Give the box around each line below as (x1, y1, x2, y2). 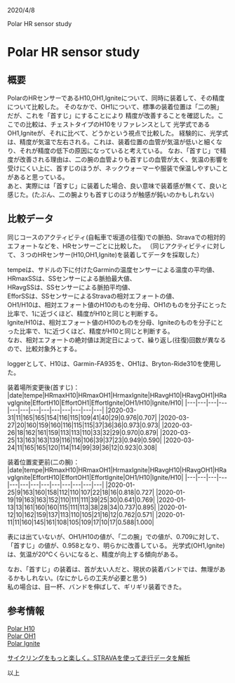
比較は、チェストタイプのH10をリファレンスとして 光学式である (25, 120, 210, 129)
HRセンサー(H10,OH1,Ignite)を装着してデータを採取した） (37, 250, 203, 259)
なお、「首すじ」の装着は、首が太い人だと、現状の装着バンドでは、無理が (7, 565, 220, 573)
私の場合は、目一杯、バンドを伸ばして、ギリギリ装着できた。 (7, 583, 186, 591)
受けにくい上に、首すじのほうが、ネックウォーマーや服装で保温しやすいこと (7, 164, 228, 172)
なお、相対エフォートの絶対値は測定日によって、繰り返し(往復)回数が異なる (7, 335, 227, 344)
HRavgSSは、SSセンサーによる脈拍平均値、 (7, 282, 135, 291)
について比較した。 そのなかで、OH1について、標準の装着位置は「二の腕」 (7, 103, 223, 111)
